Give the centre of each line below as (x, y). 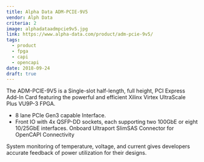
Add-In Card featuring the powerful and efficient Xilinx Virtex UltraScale (96, 97)
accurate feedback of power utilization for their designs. (76, 153)
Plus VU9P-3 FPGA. (31, 104)
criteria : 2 (21, 23)
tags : (13, 40)
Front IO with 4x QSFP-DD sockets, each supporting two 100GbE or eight (106, 122)
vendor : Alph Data (29, 18)
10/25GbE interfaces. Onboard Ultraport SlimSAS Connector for (94, 128)
